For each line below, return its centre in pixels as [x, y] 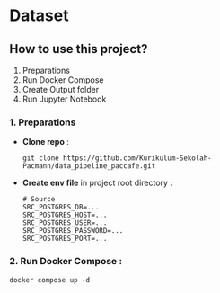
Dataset [39, 16]
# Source [39, 200]
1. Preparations [43, 122]
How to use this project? [79, 49]
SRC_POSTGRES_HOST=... [65, 215]
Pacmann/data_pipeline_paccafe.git [89, 166]
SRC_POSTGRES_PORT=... [65, 239]
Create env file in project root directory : [97, 183]
